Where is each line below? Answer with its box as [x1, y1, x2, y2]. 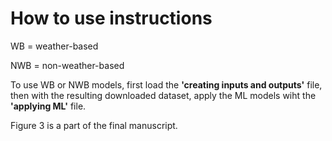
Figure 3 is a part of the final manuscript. [10, 119, 178, 131]
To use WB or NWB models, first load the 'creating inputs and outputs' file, [10, 78, 323, 91]
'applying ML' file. [10, 100, 87, 112]
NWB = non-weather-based [10, 59, 125, 71]
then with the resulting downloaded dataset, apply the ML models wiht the [10, 89, 317, 101]
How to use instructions [10, 7, 213, 30]
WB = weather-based [10, 40, 99, 52]
